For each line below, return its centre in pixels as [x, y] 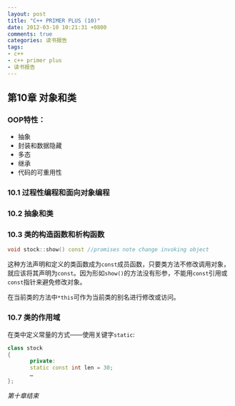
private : [42, 361]
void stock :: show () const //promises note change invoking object [108, 250]
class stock [25, 348]
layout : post [27, 14]
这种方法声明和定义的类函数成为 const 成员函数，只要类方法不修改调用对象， [119, 264]
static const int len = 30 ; [71, 368]
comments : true [30, 34]
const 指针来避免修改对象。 [47, 282]
